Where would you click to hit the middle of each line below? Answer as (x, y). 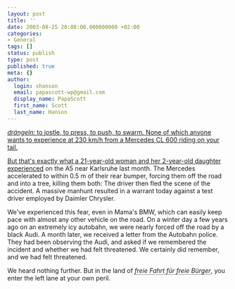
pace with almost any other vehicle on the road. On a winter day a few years (118, 219)
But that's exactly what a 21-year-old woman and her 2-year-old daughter (114, 161)
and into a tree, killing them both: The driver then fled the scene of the (109, 183)
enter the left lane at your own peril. (59, 278)
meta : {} (20, 73)
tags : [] (20, 47)
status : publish (31, 54)
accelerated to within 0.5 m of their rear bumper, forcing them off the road (115, 176)
